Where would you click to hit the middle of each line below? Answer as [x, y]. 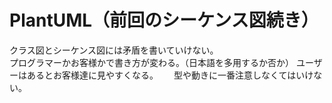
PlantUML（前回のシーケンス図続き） [164, 20]
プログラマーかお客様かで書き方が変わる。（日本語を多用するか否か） [151, 62]
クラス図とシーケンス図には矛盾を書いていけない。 [114, 50]
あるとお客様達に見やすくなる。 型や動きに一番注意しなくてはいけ [170, 75]
